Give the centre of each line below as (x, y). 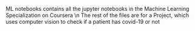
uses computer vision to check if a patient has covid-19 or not (83, 22)
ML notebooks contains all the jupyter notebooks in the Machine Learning (97, 9)
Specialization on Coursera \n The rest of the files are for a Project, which (97, 15)
